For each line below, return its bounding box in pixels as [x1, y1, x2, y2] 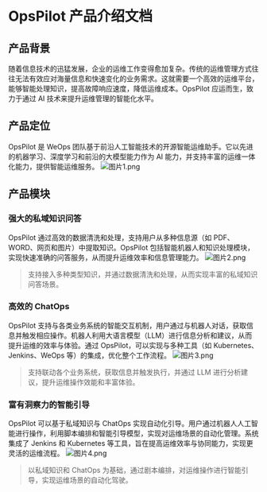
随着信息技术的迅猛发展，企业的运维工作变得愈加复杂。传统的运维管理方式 [8, 64, 252, 73]
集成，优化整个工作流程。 [87, 351, 172, 360]
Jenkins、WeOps [8, 351, 65, 360]
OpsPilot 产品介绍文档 [8, 7, 153, 25]
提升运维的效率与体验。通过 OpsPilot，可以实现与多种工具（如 [8, 340, 212, 350]
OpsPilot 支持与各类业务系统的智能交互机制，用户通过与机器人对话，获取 [8, 320, 247, 330]
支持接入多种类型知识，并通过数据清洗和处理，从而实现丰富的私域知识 [27, 269, 258, 279]
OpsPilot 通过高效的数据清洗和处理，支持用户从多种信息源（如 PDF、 [8, 232, 234, 242]
